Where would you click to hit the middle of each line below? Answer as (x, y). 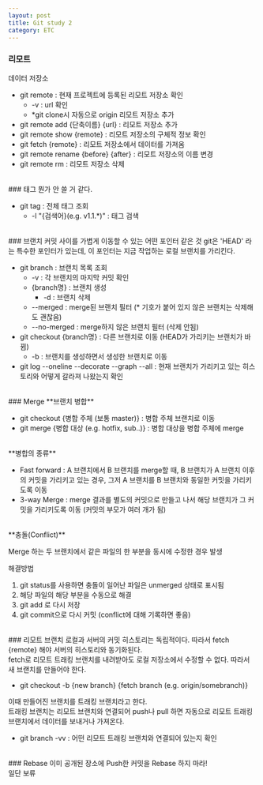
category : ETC (32, 30)
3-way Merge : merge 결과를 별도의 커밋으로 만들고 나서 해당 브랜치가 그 (133, 499)
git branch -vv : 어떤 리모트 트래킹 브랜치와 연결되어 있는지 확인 (118, 738)
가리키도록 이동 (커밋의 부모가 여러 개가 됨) (100, 509)
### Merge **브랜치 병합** (51, 401)
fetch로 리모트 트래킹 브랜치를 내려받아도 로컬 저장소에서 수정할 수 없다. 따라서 (129, 659)
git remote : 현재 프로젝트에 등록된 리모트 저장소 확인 (101, 95)
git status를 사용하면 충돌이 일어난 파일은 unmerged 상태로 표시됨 (122, 584)
